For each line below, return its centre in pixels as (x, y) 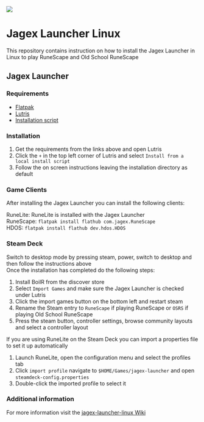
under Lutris (30, 295)
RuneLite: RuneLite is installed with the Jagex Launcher (76, 215)
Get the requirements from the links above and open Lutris (89, 149)
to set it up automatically (37, 346)
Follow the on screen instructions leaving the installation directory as (101, 167)
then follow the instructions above (49, 263)
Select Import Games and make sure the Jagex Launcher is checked (99, 288)
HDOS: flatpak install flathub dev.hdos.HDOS (66, 228)
